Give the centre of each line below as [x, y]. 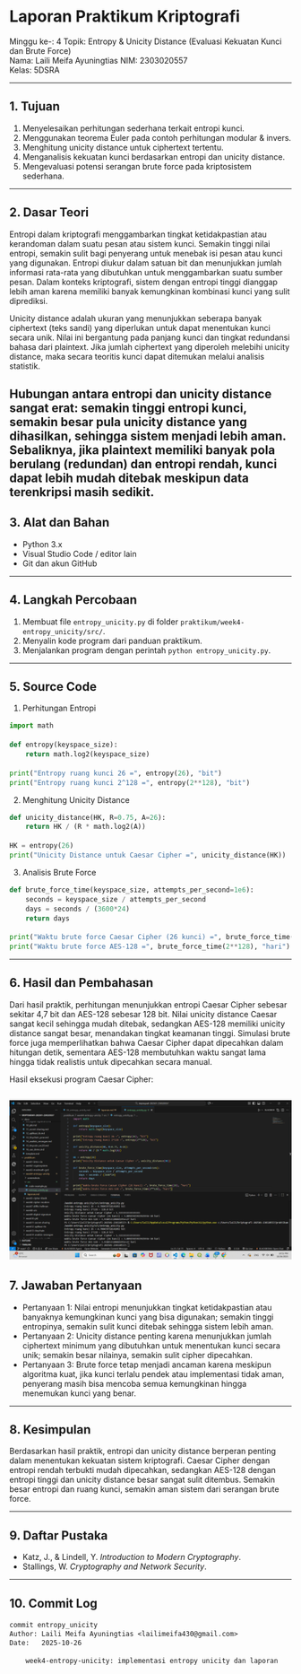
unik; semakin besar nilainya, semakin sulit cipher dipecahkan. [138, 1355]
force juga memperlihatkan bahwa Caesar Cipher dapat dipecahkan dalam [146, 1042]
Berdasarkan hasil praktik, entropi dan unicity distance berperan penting [142, 1452]
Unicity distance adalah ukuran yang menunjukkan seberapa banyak [136, 318]
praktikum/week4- [212, 622]
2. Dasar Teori [49, 213]
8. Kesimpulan [50, 1430]
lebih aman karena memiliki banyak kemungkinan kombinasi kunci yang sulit [150, 291]
